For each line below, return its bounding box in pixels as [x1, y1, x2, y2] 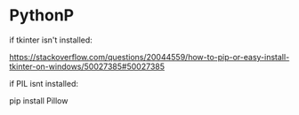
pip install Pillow [9, 95, 69, 106]
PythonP [9, 5, 74, 26]
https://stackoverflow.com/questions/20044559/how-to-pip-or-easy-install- [9, 51, 290, 62]
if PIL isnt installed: [9, 78, 78, 88]
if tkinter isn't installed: [9, 34, 93, 45]
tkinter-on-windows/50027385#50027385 [9, 61, 166, 72]
